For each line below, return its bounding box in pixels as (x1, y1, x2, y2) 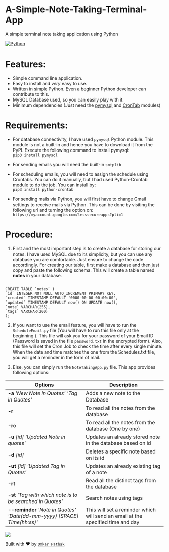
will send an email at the (86, 512, 142, 519)
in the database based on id (86, 439, 151, 446)
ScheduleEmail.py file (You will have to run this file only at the (12, 327, 139, 333)
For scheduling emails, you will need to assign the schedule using (12, 171, 149, 177)
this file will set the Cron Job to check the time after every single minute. (12, 343, 163, 349)
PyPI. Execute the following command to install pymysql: (12, 147, 130, 153)
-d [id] (8, 451, 24, 458)
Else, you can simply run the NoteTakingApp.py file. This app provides (12, 364, 156, 370)
